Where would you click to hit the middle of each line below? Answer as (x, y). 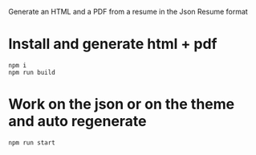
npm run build (32, 72)
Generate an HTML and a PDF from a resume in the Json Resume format (128, 12)
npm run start (32, 143)
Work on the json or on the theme (122, 104)
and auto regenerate (77, 122)
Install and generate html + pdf (113, 44)
